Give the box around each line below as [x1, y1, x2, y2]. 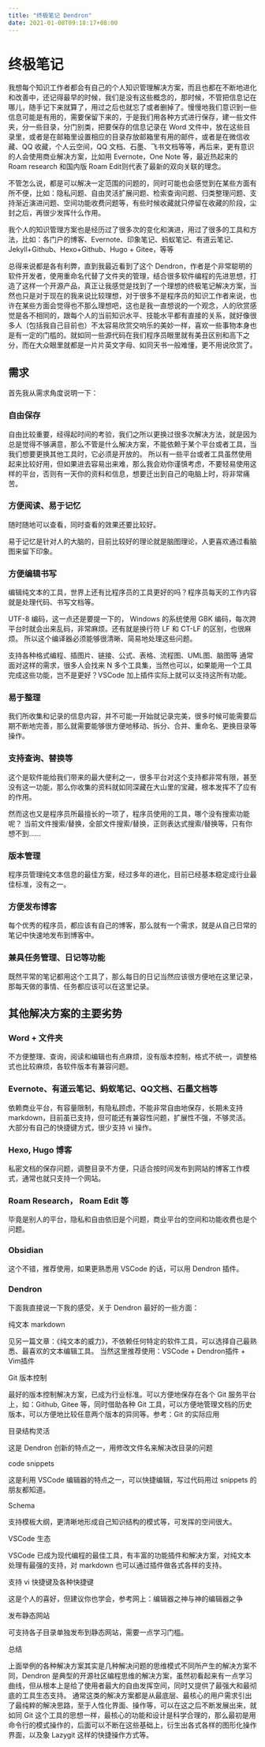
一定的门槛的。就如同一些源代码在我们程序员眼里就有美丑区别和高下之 [21, 331, 250, 340]
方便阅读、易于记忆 [8, 500, 81, 512]
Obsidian [8, 1245, 43, 1256]
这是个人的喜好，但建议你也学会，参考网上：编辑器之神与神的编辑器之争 [8, 1594, 243, 1603]
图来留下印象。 [8, 546, 57, 556]
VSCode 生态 [8, 1533, 51, 1543]
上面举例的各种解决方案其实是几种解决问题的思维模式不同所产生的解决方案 [8, 1661, 250, 1670]
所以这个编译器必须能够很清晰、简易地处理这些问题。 [23, 634, 197, 643]
